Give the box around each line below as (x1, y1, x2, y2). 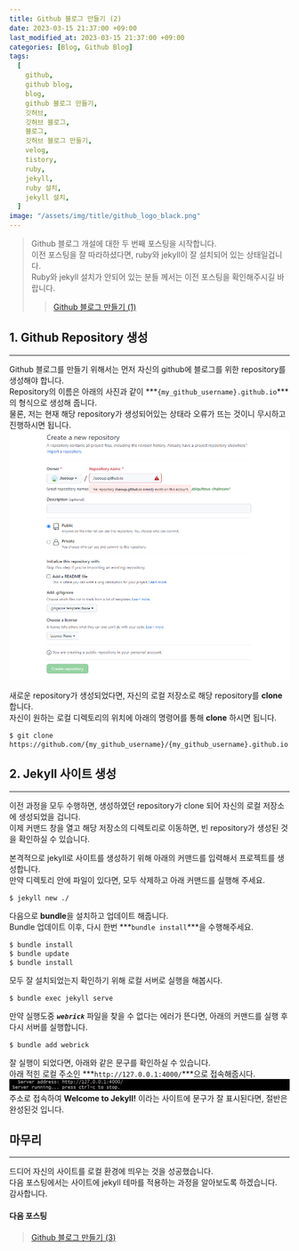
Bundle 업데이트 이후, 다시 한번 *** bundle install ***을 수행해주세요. (9, 922, 254, 932)
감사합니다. (9, 1189, 48, 1199)
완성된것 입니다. (9, 1104, 65, 1115)
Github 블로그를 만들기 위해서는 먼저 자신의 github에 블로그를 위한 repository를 (9, 363, 287, 374)
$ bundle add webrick (9, 1040, 90, 1050)
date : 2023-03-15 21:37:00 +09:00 (9, 23, 138, 33)
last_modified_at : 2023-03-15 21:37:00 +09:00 (9, 33, 185, 42)
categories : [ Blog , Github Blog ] (9, 43, 133, 52)
